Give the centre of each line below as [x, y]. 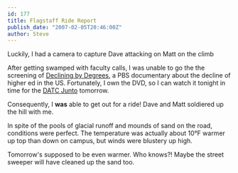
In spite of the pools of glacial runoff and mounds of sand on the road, [110, 126]
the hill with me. [31, 112]
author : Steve [28, 34]
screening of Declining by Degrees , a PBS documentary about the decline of [119, 75]
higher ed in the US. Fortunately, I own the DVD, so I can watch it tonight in [117, 83]
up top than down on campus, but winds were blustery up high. [100, 141]
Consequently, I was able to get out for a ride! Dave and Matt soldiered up [115, 105]
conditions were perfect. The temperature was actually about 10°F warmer [117, 133]
